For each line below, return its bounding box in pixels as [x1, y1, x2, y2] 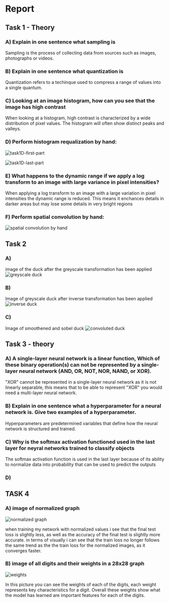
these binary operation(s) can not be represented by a [5, 361, 140, 368]
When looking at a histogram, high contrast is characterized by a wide [5, 115, 151, 121]
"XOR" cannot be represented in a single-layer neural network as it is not [5, 379, 157, 385]
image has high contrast [5, 104, 66, 111]
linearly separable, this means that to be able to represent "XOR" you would [5, 385, 162, 391]
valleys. [5, 126, 21, 132]
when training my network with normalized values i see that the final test [5, 526, 156, 532]
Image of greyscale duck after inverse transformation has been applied [5, 296, 153, 302]
